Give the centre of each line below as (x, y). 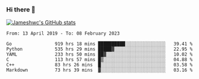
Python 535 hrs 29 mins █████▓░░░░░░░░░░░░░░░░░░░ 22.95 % (99, 49)
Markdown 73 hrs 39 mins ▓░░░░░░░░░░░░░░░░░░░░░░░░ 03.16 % (99, 70)
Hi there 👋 (21, 10)
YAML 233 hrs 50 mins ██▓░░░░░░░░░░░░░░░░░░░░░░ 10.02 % (99, 54)
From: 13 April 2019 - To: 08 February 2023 (63, 34)
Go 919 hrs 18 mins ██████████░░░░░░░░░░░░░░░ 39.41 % (99, 44)
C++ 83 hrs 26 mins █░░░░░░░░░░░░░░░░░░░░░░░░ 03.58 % (99, 65)
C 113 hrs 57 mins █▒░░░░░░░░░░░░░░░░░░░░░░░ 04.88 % (99, 60)
